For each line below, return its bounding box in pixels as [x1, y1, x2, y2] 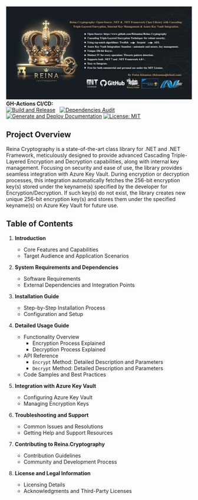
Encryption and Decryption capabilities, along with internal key [27, 157, 179, 165]
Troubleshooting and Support [14, 411, 89, 419]
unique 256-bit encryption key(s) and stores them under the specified [6, 195, 176, 202]
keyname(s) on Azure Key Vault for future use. [6, 202, 119, 209]
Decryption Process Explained [32, 346, 106, 353]
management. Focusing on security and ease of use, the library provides [6, 164, 183, 171]
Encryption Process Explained [32, 340, 105, 347]
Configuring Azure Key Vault [23, 393, 93, 401]
